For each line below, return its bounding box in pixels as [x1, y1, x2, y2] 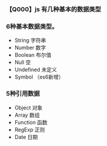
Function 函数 [14, 118, 48, 125]
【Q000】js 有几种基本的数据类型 [6, 5, 101, 13]
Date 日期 [14, 133, 38, 140]
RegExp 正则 [14, 126, 45, 133]
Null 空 [14, 59, 31, 66]
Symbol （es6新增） [14, 73, 64, 80]
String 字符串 [14, 37, 46, 44]
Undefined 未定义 [14, 66, 57, 73]
